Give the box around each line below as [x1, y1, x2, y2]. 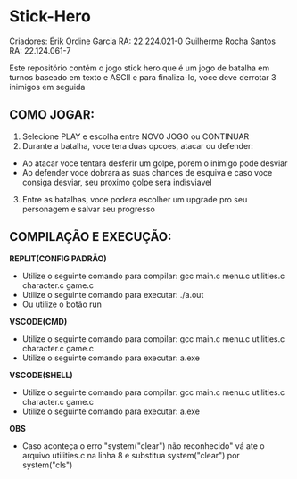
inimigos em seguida [9, 81, 86, 92]
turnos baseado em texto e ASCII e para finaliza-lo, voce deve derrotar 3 [9, 71, 276, 82]
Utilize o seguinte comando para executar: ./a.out [21, 289, 204, 300]
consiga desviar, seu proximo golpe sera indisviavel [21, 177, 212, 187]
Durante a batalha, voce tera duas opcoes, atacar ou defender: [21, 140, 254, 151]
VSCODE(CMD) [9, 316, 68, 326]
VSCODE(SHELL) [9, 369, 73, 380]
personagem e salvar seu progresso [21, 203, 156, 214]
